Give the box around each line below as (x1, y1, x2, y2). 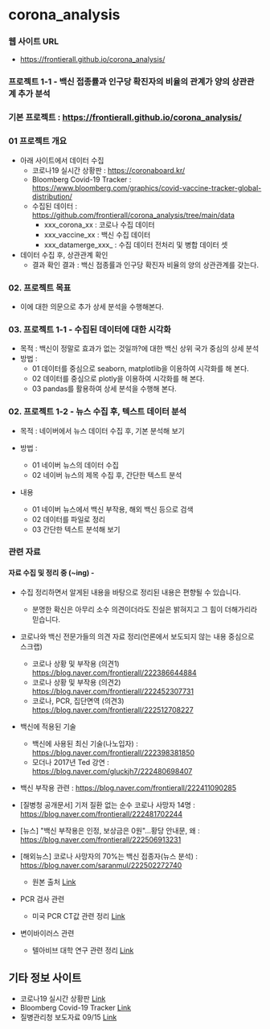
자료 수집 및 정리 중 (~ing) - (8, 568, 95, 578)
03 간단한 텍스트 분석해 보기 (31, 525, 121, 534)
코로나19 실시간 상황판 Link (19, 994, 106, 1003)
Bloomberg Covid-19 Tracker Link (19, 1003, 132, 1013)
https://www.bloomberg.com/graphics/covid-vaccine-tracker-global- (31, 183, 262, 192)
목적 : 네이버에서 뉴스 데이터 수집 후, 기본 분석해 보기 (19, 426, 185, 435)
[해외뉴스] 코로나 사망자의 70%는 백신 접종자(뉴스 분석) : (19, 851, 198, 861)
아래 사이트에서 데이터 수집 (19, 155, 104, 165)
